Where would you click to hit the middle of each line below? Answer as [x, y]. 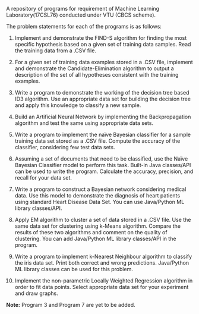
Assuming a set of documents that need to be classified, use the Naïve [101, 159]
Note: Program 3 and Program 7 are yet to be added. [71, 305]
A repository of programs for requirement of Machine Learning [83, 9]
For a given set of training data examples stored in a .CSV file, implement [104, 62]
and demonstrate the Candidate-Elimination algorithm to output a [94, 68]
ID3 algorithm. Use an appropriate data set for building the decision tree [103, 99]
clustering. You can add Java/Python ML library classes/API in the [95, 238]
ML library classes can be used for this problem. [74, 269]
